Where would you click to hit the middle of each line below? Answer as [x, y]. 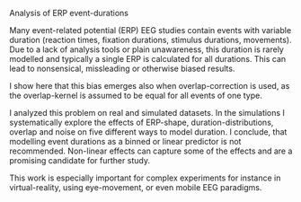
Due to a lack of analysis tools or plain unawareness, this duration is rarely [147, 49]
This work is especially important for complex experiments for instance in [145, 178]
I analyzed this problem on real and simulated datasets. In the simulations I [147, 113]
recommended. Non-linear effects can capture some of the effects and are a [151, 151]
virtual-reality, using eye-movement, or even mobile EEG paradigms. [136, 187]
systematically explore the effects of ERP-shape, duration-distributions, [142, 122]
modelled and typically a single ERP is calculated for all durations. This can [148, 59]
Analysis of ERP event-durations [69, 13]
